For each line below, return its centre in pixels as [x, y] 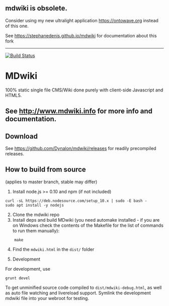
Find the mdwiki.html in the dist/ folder [53, 249]
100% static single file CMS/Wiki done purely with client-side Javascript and [84, 90]
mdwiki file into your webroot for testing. [47, 298]
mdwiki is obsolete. [36, 8]
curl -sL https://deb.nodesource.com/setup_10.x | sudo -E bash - [76, 201]
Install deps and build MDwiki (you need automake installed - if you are [86, 220]
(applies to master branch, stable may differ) [51, 182]
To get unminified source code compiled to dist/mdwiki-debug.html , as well [83, 287]
